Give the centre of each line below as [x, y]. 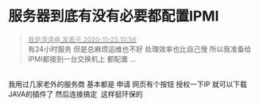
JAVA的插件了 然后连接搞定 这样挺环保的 [75, 94]
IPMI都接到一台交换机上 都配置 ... [82, 59]
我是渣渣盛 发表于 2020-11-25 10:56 [82, 39]
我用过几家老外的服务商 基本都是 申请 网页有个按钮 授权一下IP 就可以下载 [128, 84]
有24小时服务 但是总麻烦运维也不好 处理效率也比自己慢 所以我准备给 [139, 49]
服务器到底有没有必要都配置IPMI [114, 16]
